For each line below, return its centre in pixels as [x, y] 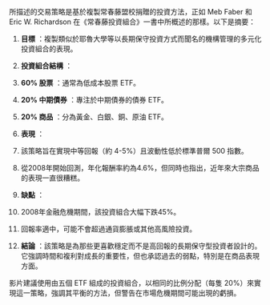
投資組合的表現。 [49, 49]
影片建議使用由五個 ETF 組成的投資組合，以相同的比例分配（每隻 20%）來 [132, 283]
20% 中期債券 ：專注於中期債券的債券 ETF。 [95, 100]
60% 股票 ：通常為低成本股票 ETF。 [81, 83]
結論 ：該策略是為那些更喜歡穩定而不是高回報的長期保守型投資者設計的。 [141, 246]
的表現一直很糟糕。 [52, 178]
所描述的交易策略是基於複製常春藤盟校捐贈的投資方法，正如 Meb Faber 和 [131, 12]
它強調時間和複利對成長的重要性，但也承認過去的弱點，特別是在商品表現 [140, 256]
